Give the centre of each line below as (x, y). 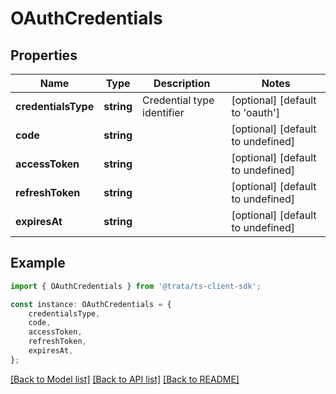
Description (182, 83)
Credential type (178, 100)
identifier (163, 112)
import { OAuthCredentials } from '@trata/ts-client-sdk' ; (136, 286)
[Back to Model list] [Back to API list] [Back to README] (125, 379)
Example (38, 263)
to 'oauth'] (255, 112)
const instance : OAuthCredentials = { (91, 304)
